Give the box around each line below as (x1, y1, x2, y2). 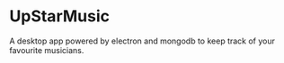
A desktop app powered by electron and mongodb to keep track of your (9, 35, 276, 46)
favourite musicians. (9, 44, 84, 55)
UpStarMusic (9, 6, 111, 27)
